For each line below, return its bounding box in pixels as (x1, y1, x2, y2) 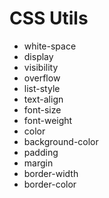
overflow (23, 72, 61, 84)
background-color (23, 135, 99, 147)
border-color (23, 178, 77, 190)
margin (23, 157, 54, 169)
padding (23, 146, 59, 158)
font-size (23, 103, 62, 116)
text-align (23, 93, 64, 105)
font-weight (23, 114, 73, 126)
